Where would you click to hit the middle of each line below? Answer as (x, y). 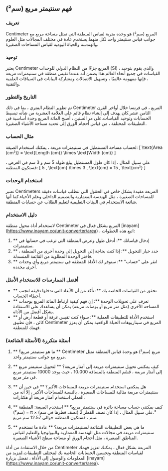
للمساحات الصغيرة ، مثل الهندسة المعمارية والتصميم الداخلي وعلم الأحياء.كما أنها (80, 196)
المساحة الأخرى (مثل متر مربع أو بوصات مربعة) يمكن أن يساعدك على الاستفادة (86, 307)
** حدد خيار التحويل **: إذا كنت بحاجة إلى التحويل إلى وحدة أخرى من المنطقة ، (85, 251)
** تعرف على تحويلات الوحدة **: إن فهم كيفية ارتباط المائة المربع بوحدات (81, 301)
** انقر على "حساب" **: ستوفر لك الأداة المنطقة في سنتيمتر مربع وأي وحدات (85, 262)
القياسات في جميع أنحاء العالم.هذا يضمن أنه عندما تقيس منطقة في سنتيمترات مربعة (83, 73)
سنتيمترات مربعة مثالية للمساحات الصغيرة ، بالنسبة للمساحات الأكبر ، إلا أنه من (85, 392)
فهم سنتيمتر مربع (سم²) (39, 9)
